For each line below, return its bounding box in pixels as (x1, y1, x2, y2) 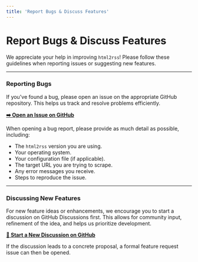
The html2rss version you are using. (14, 142, 103, 150)
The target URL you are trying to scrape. (14, 161, 113, 168)
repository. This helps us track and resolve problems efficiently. (6, 100, 161, 107)
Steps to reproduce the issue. (14, 174, 87, 181)
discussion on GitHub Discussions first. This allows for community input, (6, 214, 182, 221)
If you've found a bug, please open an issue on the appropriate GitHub (6, 93, 177, 100)
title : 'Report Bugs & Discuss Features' (6, 8, 110, 15)
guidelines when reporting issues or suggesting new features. (6, 59, 156, 67)
